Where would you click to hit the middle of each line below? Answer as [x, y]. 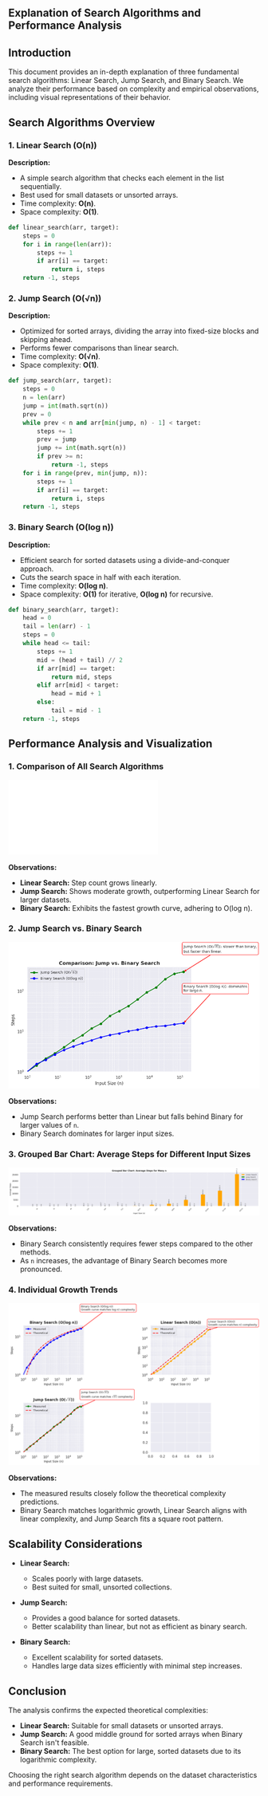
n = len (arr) [44, 398]
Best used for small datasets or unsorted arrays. [99, 195]
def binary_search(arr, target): [64, 609]
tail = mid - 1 [76, 711]
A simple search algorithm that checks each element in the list [122, 178]
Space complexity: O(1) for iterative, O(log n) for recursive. [116, 594]
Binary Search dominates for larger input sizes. [97, 1133]
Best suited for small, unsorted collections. [102, 1587]
